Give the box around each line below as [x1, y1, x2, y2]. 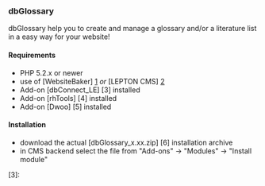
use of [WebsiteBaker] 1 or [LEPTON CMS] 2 [19, 76, 165, 86]
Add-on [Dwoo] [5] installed [19, 102, 112, 111]
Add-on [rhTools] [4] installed [19, 93, 117, 103]
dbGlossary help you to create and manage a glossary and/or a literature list [8, 24, 257, 33]
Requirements [8, 50, 56, 60]
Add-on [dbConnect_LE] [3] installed [19, 85, 140, 95]
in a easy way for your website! [8, 32, 110, 41]
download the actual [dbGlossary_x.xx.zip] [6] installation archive [19, 138, 233, 147]
